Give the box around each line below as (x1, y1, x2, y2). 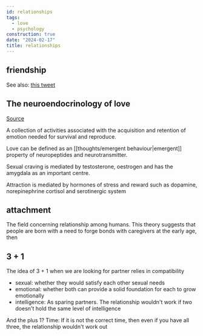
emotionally (15, 292, 44, 300)
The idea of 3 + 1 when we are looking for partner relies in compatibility (6, 268, 185, 275)
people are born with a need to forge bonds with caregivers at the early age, (6, 228, 197, 235)
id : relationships (6, 8, 53, 15)
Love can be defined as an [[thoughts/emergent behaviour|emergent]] (6, 145, 182, 152)
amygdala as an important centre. (6, 169, 90, 176)
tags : (6, 15, 20, 21)
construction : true (6, 31, 56, 38)
